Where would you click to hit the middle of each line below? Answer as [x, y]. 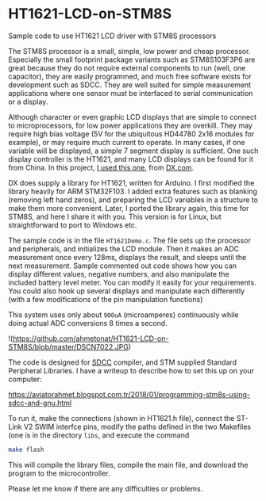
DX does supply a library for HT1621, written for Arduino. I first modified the [131, 182]
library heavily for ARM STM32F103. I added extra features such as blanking [133, 191]
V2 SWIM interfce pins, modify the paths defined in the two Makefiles [137, 426]
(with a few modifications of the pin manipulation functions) [106, 299]
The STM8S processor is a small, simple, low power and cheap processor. [129, 51]
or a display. [28, 101]
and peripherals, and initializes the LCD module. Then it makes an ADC [124, 249]
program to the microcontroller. [59, 473]
